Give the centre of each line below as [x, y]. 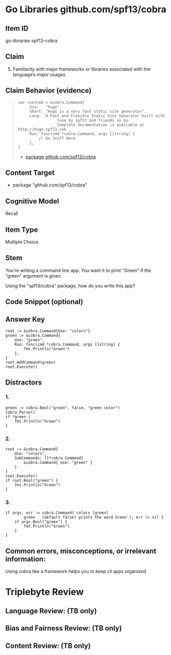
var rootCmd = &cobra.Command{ [51, 102]
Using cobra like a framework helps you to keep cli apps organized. [76, 572]
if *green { [18, 417]
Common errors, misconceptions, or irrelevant [81, 551]
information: [26, 559]
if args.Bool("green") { [41, 522]
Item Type [22, 230]
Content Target [30, 173]
